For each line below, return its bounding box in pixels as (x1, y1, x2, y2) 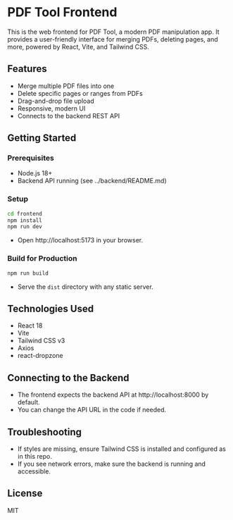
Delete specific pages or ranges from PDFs (17, 89, 143, 97)
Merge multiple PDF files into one (17, 82, 115, 90)
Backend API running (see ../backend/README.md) (17, 177, 167, 185)
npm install (7, 216, 42, 224)
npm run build (7, 269, 49, 277)
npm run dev (7, 223, 42, 230)
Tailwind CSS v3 (17, 336, 65, 345)
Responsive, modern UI (17, 104, 86, 113)
